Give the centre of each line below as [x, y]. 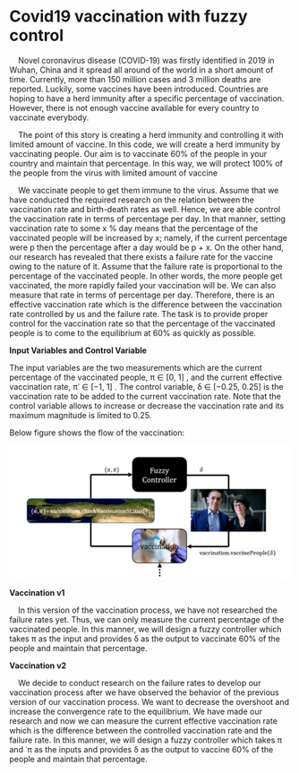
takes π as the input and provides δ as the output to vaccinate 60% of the [145, 639]
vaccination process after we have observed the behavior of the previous [145, 692]
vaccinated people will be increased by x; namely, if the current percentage [149, 237]
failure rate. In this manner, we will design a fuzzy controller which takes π [146, 740]
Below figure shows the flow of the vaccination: [97, 433]
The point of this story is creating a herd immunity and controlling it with [150, 134]
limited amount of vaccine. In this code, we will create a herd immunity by [145, 144]
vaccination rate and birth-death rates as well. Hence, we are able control [145, 209]
